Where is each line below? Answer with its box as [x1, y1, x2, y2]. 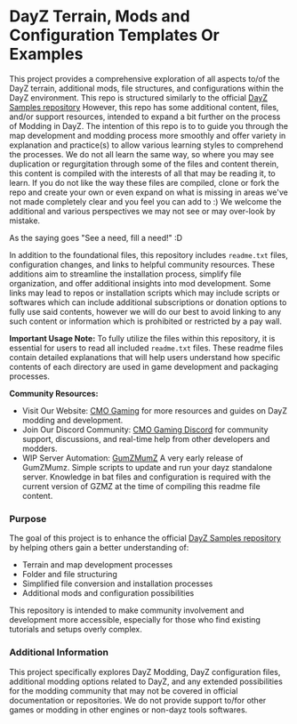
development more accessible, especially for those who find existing [9, 615, 261, 625]
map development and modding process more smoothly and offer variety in [9, 130, 286, 141]
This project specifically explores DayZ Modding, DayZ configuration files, [9, 666, 281, 677]
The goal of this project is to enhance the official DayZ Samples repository [9, 533, 282, 543]
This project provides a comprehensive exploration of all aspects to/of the [9, 73, 280, 84]
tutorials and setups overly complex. [9, 624, 142, 635]
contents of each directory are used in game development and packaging [9, 361, 278, 372]
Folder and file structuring [21, 569, 117, 580]
